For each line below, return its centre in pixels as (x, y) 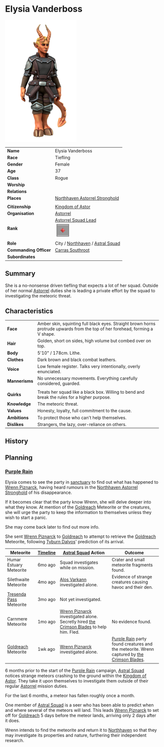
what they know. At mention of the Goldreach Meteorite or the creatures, (78, 507)
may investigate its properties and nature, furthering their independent (76, 735)
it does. (13, 720)
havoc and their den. (132, 587)
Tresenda (17, 594)
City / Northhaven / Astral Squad (88, 243)
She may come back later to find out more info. (52, 527)
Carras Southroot (72, 250)
